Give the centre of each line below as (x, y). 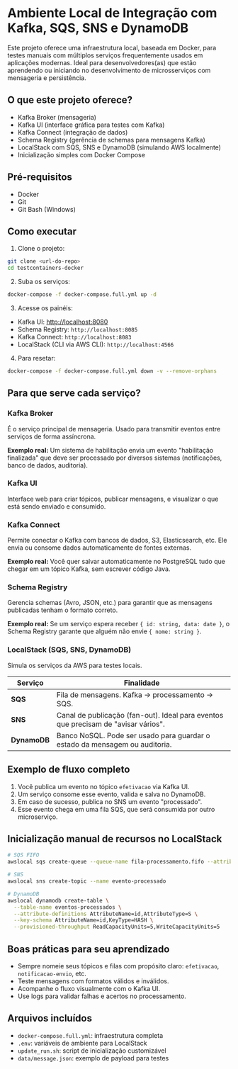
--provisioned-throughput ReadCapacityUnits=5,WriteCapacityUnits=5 (117, 927)
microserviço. (38, 817)
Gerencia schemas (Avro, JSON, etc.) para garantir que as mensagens (110, 603)
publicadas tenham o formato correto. (63, 610)
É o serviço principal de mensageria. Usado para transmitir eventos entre (114, 429)
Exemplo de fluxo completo (69, 770)
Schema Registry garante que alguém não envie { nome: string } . (104, 631)
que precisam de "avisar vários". (110, 724)
